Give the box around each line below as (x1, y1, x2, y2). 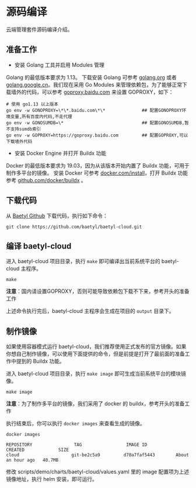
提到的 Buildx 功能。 (16, 358, 65, 365)
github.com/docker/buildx (17, 176, 80, 183)
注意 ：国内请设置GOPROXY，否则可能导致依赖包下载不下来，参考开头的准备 (6, 288, 190, 295)
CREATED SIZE (6, 447, 69, 453)
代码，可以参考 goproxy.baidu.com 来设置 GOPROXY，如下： (26, 88, 174, 95)
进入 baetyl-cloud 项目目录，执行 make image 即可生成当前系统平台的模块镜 (6, 370, 187, 377)
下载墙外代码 (6, 138, 33, 144)
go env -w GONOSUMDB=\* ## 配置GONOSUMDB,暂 (6, 120, 189, 126)
